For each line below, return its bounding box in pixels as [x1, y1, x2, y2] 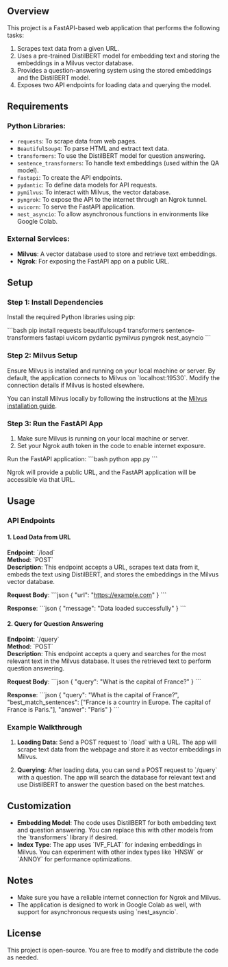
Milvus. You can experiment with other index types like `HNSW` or [16, 848, 203, 856]
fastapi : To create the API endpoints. [16, 173, 123, 181]
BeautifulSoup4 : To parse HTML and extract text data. [16, 144, 169, 152]
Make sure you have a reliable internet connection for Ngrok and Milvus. [16, 893, 221, 901]
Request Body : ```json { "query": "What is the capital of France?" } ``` [7, 677, 202, 686]
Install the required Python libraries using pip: [7, 313, 136, 321]
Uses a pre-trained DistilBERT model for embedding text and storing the [16, 51, 220, 60]
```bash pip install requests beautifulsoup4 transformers [7, 326, 164, 335]
